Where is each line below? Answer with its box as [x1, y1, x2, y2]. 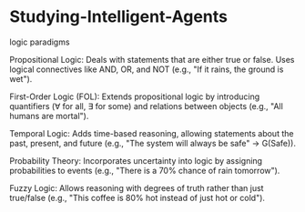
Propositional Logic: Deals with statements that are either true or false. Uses [9, 54, 295, 65]
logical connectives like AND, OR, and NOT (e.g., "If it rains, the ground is [9, 64, 284, 75]
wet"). [9, 73, 33, 84]
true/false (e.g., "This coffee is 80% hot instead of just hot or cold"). [9, 192, 266, 203]
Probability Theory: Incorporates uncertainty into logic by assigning [9, 155, 262, 166]
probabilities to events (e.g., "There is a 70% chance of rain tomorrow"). [9, 165, 280, 176]
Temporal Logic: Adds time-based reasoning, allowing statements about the [9, 127, 294, 138]
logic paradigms [9, 36, 70, 47]
